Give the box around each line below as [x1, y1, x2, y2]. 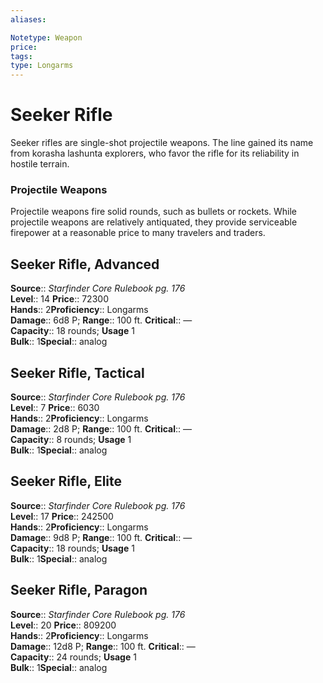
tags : [10, 51, 33, 61]
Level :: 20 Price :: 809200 [10, 619, 117, 631]
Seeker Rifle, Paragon [10, 582, 148, 599]
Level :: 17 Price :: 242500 [10, 510, 114, 522]
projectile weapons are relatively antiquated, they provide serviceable [10, 216, 298, 228]
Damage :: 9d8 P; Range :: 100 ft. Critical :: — [10, 531, 193, 543]
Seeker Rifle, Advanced [10, 256, 160, 273]
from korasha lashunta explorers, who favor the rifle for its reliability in [10, 147, 300, 160]
